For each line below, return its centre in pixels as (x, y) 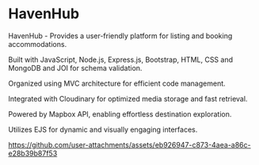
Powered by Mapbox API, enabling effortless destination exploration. (120, 114)
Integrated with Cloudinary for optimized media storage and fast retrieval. (128, 98)
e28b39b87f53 (33, 153)
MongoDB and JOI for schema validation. (75, 67)
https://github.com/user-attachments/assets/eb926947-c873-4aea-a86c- (129, 144)
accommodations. (38, 44)
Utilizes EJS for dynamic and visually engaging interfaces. (103, 129)
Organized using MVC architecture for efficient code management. (117, 83)
